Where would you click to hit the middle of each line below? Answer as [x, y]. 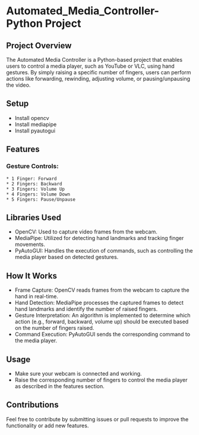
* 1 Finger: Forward [32, 179]
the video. [18, 85]
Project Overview [39, 45]
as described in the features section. [60, 386]
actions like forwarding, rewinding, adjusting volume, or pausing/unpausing [98, 79]
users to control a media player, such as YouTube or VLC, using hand [91, 66]
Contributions [32, 405]
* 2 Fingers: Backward [34, 184]
